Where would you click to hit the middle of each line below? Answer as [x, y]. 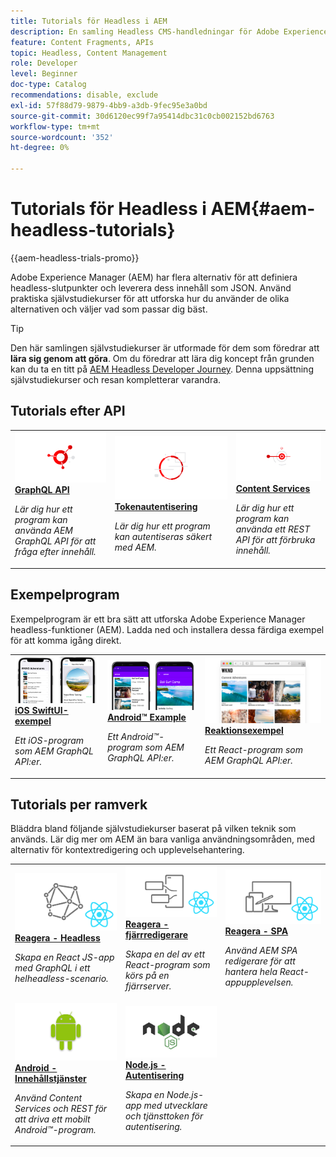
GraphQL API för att [55, 541]
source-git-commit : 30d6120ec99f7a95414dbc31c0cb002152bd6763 [142, 116]
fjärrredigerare [156, 934]
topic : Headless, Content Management [89, 53]
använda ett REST [273, 529]
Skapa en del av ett [164, 954]
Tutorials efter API [68, 411]
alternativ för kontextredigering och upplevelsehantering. [127, 850]
